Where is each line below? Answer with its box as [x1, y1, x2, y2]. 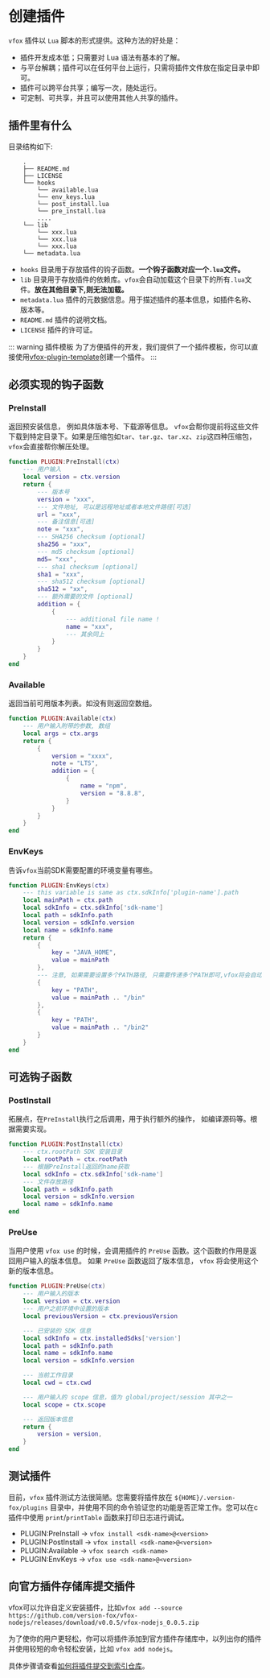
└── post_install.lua [37, 200, 110, 208]
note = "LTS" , [51, 759, 99, 767]
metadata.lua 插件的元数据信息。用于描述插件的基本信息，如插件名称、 [19, 295, 256, 304]
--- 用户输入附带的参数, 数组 [22, 722, 111, 730]
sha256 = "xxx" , [37, 540, 92, 548]
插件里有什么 [8, 118, 72, 133]
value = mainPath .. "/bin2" [51, 1023, 149, 1031]
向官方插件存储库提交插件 [8, 1580, 135, 1593]
